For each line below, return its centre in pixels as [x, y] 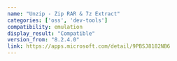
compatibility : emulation [45, 27]
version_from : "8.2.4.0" [43, 40]
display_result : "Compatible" [51, 33]
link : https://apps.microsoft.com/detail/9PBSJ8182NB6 [89, 46]
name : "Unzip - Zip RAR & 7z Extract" [64, 14]
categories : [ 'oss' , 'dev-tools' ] [58, 20]
